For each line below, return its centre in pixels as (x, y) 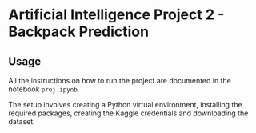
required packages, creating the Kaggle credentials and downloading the (128, 113)
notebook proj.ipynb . (44, 89)
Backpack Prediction (79, 32)
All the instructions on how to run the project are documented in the (120, 81)
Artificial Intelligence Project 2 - (116, 15)
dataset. (22, 121)
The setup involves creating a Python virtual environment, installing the (125, 105)
